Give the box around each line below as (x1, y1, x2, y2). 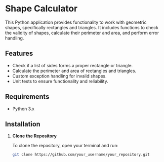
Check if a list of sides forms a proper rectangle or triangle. (12, 62, 133, 68)
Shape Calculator (5, 3, 78, 14)
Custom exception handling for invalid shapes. (12, 73, 107, 79)
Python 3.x (12, 106, 35, 112)
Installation (5, 120, 41, 128)
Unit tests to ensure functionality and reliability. (12, 78, 109, 84)
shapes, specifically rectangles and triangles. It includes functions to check (5, 24, 159, 30)
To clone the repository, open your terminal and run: (12, 143, 119, 149)
